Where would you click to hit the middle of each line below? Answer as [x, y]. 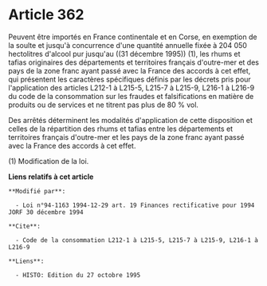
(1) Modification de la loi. [49, 161]
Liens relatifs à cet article [51, 177]
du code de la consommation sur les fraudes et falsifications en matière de [131, 96]
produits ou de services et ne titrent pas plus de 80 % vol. [104, 105]
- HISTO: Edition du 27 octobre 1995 [78, 275]
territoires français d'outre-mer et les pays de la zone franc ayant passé [126, 137]
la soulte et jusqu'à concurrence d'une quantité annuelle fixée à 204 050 [128, 45]
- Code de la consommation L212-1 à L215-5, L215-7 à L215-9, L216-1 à [137, 240]
